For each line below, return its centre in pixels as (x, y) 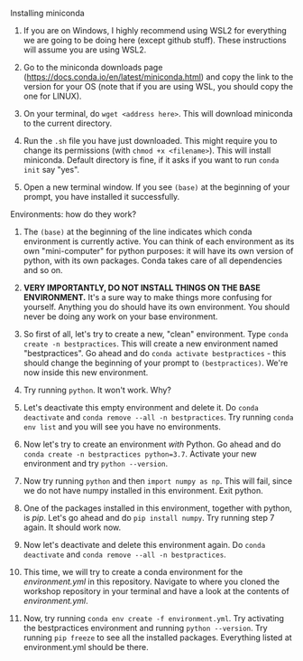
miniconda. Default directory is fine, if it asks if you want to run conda (151, 160)
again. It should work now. (72, 527)
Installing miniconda (47, 13)
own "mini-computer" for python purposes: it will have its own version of (158, 251)
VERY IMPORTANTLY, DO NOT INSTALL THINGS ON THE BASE (142, 288)
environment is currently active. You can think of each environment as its (159, 241)
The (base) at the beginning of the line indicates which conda (138, 231)
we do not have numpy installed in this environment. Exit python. (143, 491)
